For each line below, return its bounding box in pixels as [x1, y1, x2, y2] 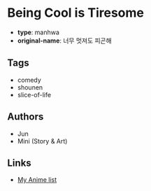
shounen [17, 83, 43, 92]
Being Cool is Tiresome [7, 5, 145, 21]
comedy [17, 76, 42, 84]
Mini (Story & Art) [17, 136, 68, 145]
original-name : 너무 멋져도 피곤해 [17, 36, 112, 45]
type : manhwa [17, 28, 59, 36]
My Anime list [17, 176, 57, 184]
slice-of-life [17, 90, 51, 99]
